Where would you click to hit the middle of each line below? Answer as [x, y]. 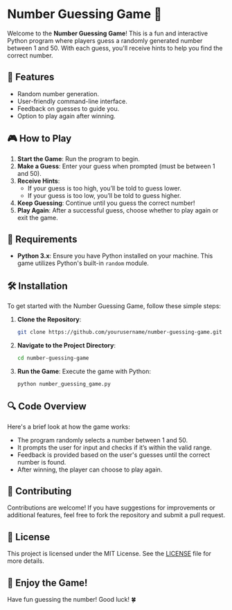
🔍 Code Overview [47, 407]
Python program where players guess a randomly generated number [105, 40]
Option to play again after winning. [66, 116]
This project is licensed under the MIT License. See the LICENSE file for [109, 554]
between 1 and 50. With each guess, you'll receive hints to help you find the [115, 48]
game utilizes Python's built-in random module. [83, 263]
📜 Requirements [42, 239]
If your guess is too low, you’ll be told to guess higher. [104, 195]
